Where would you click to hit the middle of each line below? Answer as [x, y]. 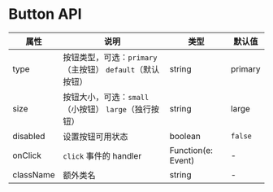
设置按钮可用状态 [95, 137]
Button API [45, 14]
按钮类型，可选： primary [110, 57]
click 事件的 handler [102, 155]
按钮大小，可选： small [106, 97]
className [34, 174]
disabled [29, 136]
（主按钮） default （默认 [111, 69]
